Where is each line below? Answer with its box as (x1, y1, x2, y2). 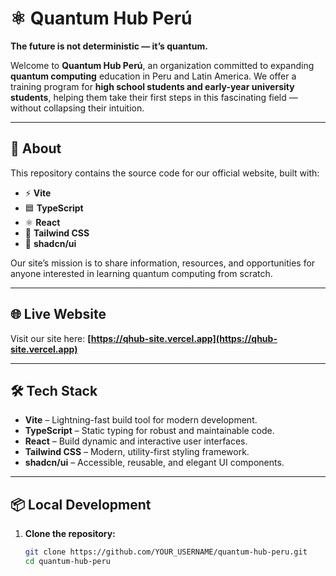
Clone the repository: (24, 528, 116, 540)
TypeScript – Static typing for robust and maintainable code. (24, 425, 275, 437)
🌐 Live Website (10, 306, 107, 323)
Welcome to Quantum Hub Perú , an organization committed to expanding (10, 59, 315, 71)
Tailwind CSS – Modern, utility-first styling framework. (24, 446, 250, 458)
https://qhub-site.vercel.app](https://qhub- (90, 332, 278, 344)
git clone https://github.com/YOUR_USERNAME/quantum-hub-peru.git (24, 547, 308, 557)
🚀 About (10, 140, 62, 157)
